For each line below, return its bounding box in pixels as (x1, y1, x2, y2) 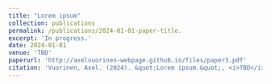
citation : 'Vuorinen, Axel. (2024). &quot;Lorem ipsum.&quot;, (8, 64, 226, 72)
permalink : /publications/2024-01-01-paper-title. (8, 26, 182, 34)
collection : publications (8, 19, 95, 27)
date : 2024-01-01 (8, 42, 67, 50)
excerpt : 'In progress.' (8, 34, 92, 42)
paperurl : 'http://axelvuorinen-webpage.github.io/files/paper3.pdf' (8, 57, 248, 65)
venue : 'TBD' (8, 49, 52, 57)
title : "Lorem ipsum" (8, 11, 81, 20)
